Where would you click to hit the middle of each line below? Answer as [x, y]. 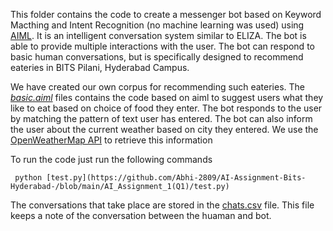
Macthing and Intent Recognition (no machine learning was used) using [157, 25]
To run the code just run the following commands [111, 159]
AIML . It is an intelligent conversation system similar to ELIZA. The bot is [158, 35]
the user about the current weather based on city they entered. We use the [164, 129]
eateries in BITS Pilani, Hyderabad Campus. [100, 67]
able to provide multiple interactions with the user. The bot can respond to [162, 46]
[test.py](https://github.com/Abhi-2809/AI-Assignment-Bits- [176, 178]
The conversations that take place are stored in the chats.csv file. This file [162, 205]
